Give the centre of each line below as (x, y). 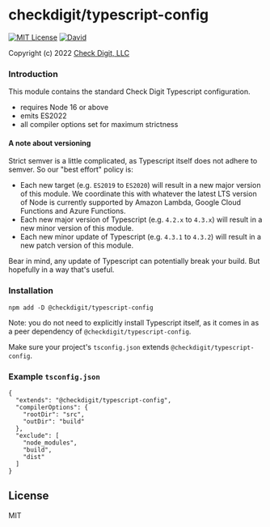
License (29, 496)
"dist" (34, 457)
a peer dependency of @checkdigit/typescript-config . (100, 331)
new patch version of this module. (77, 245)
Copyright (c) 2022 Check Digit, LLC (69, 53)
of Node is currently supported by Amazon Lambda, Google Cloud (130, 202)
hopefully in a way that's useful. (61, 270)
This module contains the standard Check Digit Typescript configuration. (129, 91)
